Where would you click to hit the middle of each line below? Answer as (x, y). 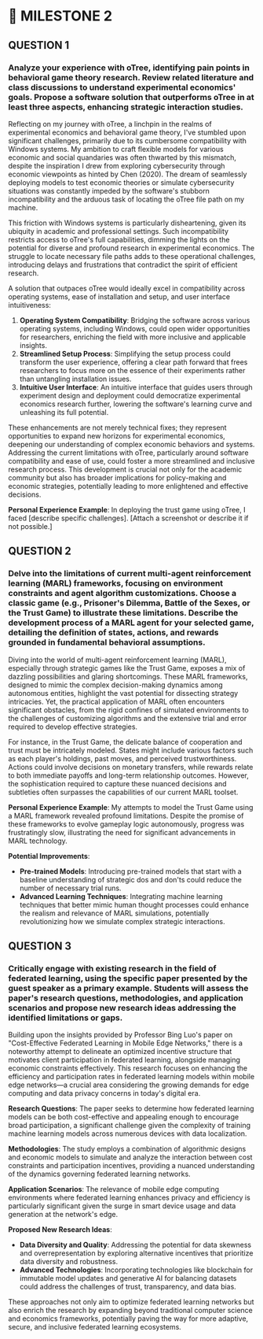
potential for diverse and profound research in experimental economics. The (131, 248)
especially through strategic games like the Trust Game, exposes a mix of (127, 668)
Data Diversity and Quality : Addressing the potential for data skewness (135, 1245)
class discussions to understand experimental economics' (122, 87)
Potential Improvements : (49, 856)
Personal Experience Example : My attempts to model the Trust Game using (131, 807)
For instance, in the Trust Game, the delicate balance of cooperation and (125, 742)
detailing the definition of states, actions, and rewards (113, 633)
